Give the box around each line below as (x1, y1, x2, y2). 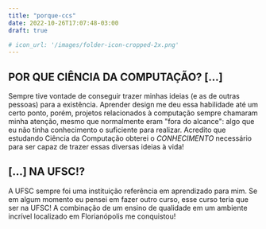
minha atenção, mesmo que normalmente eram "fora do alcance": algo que (8, 117, 255, 126)
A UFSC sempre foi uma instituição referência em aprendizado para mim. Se (8, 186, 258, 196)
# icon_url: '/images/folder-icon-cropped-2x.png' (8, 41, 179, 49)
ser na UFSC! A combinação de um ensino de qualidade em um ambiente (8, 203, 248, 212)
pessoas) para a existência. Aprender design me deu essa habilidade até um (8, 100, 259, 110)
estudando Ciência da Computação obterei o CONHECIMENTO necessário (8, 134, 253, 143)
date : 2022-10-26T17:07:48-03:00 (8, 19, 119, 27)
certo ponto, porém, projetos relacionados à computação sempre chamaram (8, 108, 258, 118)
